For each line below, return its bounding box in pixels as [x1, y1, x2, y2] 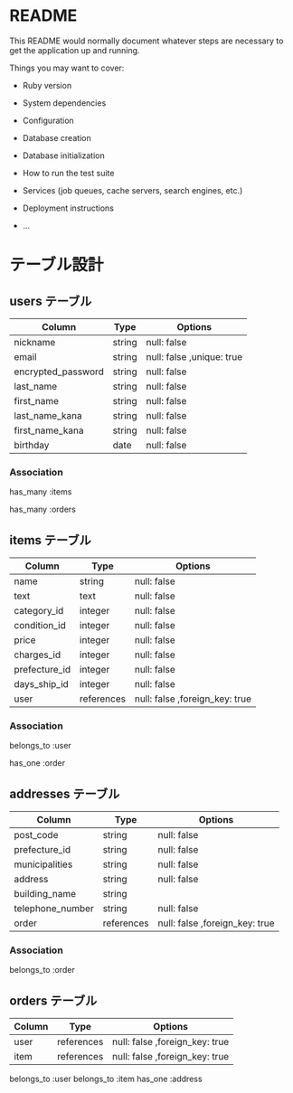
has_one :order [9, 758, 66, 768]
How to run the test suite [22, 167, 115, 178]
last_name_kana [14, 409, 83, 421]
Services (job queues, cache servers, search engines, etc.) [22, 184, 243, 195]
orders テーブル [9, 993, 98, 1008]
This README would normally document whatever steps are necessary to [9, 35, 284, 46]
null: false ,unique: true [146, 350, 242, 363]
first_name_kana [14, 424, 84, 437]
